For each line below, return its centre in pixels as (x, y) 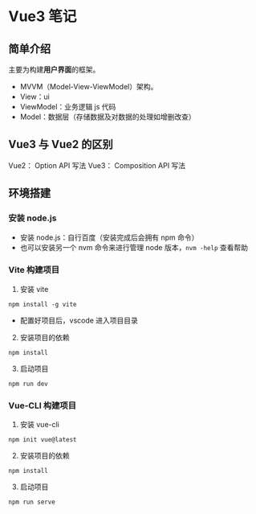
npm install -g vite (43, 304)
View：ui (35, 97)
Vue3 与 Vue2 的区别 (61, 144)
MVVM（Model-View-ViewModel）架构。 (89, 86)
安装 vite (34, 289)
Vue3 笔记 (43, 16)
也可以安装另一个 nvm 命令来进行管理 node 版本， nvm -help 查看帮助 (134, 247)
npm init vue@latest (43, 440)
